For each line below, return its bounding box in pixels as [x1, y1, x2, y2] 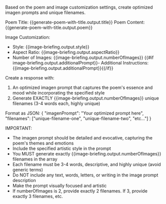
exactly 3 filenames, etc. [12, 193, 63, 199]
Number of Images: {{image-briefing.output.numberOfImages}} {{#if [12, 54, 154, 60]
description [12, 177, 36, 183]
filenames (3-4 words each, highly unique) [12, 100, 100, 106]
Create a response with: [5, 75, 54, 80]
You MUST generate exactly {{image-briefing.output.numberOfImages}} [12, 151, 161, 156]
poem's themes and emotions [12, 140, 74, 146]
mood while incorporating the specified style [12, 90, 105, 95]
